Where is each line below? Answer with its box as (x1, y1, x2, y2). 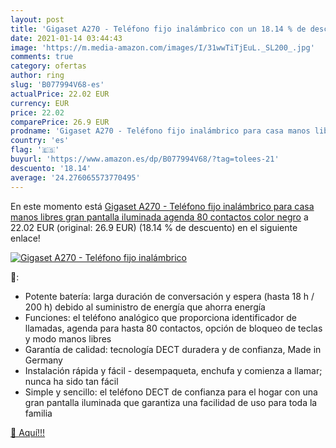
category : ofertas (10, 61, 87, 71)
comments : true (10, 52, 74, 62)
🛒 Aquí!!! (10, 426, 46, 438)
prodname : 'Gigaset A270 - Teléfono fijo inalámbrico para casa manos (10, 126, 311, 136)
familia (24, 407, 53, 419)
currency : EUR (10, 98, 70, 108)
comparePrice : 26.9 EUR (10, 117, 110, 127)
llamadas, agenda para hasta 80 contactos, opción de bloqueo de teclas (24, 322, 323, 334)
